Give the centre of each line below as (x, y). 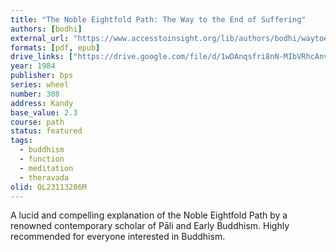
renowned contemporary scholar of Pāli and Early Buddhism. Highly (150, 226)
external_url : (40, 38)
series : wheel (40, 85)
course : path (37, 122)
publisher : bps (42, 76)
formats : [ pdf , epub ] (55, 47)
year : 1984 (33, 66)
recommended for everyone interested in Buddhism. (118, 237)
